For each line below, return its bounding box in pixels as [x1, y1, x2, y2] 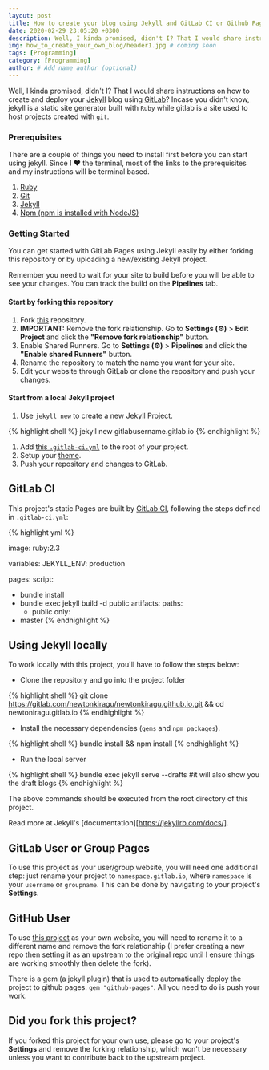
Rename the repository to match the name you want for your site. [19, 358, 235, 367]
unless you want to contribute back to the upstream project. [8, 1052, 206, 1062]
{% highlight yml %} [8, 527, 74, 537]
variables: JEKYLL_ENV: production [8, 558, 126, 568]
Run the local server [19, 755, 86, 764]
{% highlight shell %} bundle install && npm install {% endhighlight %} [8, 739, 239, 748]
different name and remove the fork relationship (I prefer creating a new [8, 942, 245, 950]
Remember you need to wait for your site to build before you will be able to [8, 270, 255, 280]
